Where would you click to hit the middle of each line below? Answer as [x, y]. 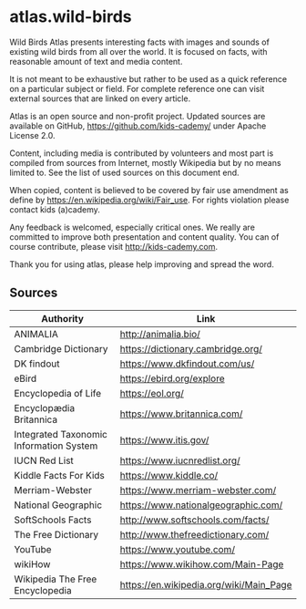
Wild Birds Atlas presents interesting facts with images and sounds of [140, 42]
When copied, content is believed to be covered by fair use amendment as [149, 190]
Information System [56, 446]
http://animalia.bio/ [160, 334]
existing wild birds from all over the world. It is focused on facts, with [138, 51]
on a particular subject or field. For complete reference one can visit [137, 88]
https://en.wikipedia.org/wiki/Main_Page [206, 584]
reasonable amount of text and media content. [96, 61]
